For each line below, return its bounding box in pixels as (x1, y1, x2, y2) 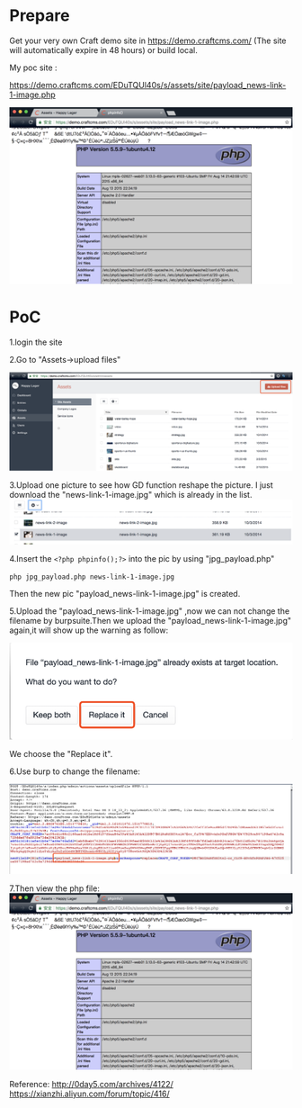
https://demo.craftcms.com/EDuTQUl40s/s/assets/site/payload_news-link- (9, 79, 287, 90)
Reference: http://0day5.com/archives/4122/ (9, 1078, 173, 1089)
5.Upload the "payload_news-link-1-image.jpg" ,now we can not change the (9, 606, 290, 617)
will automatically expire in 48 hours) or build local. (9, 44, 198, 55)
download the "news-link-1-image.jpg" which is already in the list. (9, 489, 253, 500)
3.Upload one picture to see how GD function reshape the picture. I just (9, 479, 274, 491)
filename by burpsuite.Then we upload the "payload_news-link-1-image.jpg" (9, 616, 292, 626)
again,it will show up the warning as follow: (9, 625, 169, 635)
